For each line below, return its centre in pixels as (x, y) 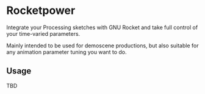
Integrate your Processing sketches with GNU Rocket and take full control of (102, 27)
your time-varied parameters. (43, 33)
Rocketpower (41, 11)
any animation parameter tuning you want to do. (67, 52)
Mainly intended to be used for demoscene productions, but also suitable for (103, 45)
